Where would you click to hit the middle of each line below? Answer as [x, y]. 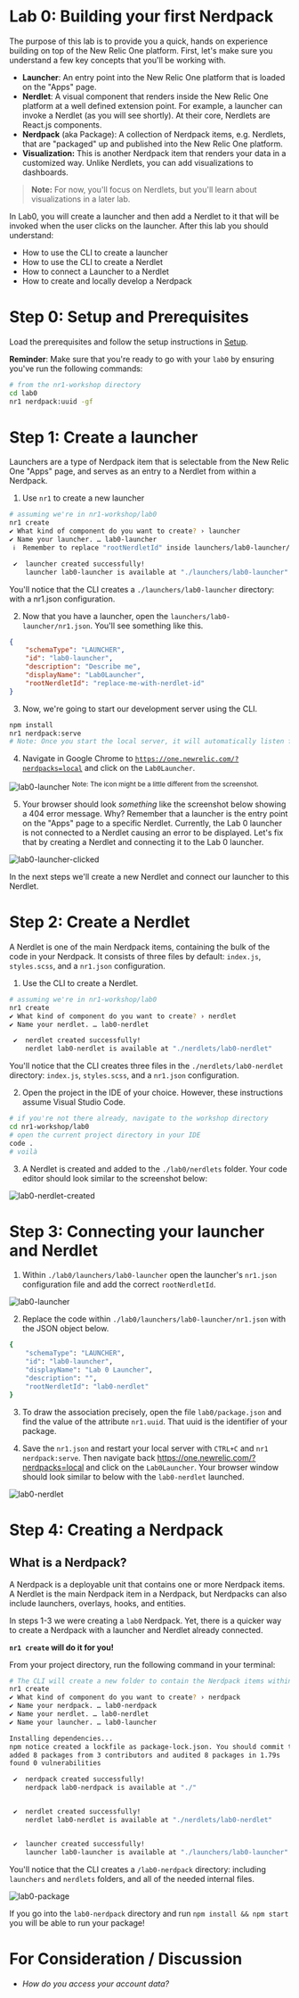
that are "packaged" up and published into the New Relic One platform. [152, 144]
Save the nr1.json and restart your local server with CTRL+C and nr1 [145, 1448]
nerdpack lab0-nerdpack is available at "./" [111, 1788]
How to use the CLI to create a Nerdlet [92, 261]
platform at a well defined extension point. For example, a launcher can [152, 105]
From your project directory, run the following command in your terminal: [142, 1664]
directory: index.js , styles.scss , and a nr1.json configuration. [124, 1075]
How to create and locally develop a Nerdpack [107, 281]
